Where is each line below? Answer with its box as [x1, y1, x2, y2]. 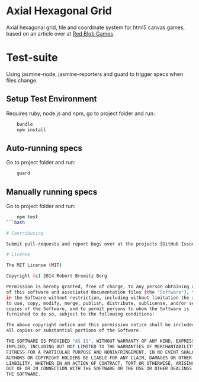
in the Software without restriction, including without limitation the [6, 295, 190, 301]
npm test [17, 214, 38, 220]
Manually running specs [6, 187, 98, 197]
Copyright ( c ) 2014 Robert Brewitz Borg [6, 273, 108, 279]
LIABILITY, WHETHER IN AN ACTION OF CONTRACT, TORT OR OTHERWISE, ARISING [6, 360, 195, 366]
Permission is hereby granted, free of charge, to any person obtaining [6, 284, 190, 290]
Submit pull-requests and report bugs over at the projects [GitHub [6, 241, 179, 247]
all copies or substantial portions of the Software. [6, 327, 142, 333]
